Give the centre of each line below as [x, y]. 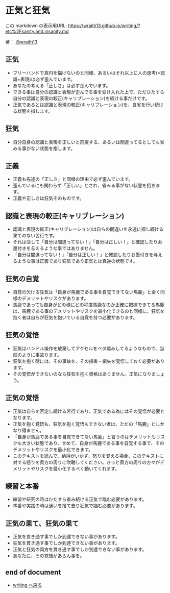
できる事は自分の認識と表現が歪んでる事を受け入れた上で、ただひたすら [89, 92]
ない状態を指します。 [53, 148]
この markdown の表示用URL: [36, 26]
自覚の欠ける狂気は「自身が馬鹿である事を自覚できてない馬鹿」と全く [87, 292]
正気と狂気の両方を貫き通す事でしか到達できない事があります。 [80, 550]
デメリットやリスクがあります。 [55, 298]
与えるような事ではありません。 [64, 249]
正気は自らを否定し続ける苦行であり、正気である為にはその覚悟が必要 [86, 411]
